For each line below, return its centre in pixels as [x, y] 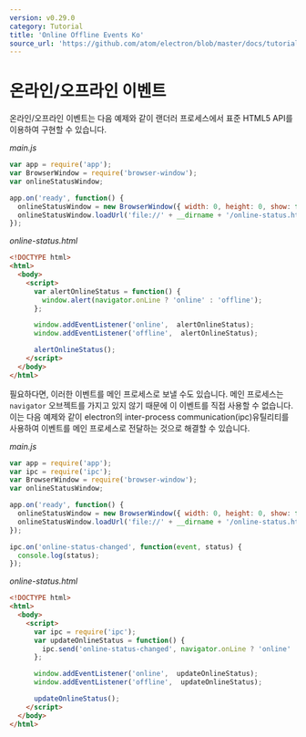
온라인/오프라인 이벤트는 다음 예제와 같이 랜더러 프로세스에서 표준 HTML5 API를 [151, 119]
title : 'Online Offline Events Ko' [77, 35]
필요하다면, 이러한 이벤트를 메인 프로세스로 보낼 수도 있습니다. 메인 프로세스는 [147, 394]
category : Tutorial [46, 26]
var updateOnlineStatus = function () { [109, 640]
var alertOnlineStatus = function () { [107, 291]
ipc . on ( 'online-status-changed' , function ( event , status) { [126, 547]
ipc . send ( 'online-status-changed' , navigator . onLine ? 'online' [167, 649]
